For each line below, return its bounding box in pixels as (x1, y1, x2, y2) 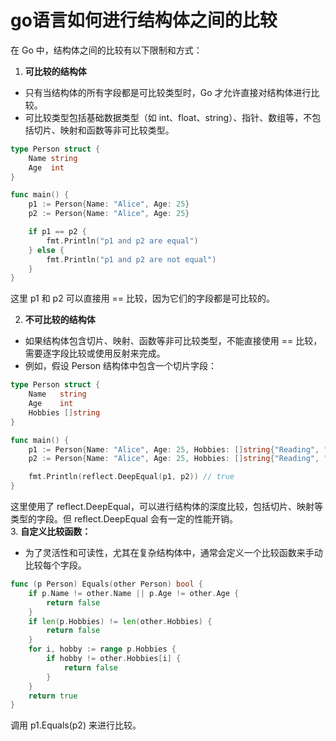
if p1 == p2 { (28, 227, 87, 237)
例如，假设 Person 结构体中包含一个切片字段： (24, 360, 218, 372)
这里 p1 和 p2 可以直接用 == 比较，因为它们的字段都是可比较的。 (10, 292, 276, 305)
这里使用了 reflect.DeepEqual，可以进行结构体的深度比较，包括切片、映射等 (10, 501, 323, 513)
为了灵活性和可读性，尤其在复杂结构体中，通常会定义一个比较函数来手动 (24, 547, 323, 559)
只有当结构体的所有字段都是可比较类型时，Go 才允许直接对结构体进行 (24, 86, 312, 98)
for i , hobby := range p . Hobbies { (28, 644, 177, 655)
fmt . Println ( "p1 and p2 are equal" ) (46, 236, 199, 246)
